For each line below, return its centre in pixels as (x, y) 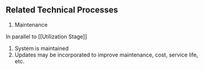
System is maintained (42, 48)
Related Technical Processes (62, 10)
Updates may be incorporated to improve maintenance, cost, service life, (106, 55)
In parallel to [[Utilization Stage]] (46, 37)
